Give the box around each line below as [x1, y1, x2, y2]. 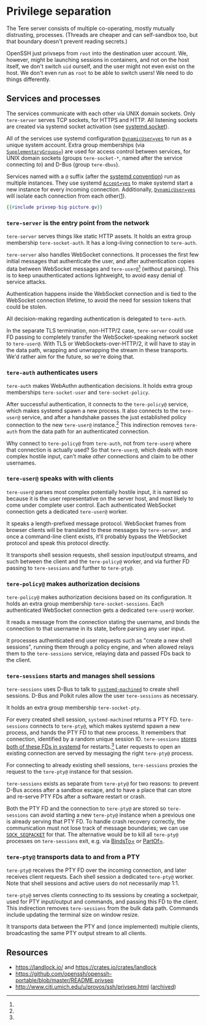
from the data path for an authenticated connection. [18, 428, 150, 435]
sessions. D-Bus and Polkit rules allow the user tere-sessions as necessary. [6, 692, 199, 700]
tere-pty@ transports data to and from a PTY [6, 853, 140, 861]
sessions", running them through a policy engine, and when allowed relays [6, 643, 194, 651]
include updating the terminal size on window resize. [6, 911, 140, 919]
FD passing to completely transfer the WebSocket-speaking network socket [6, 333, 198, 341]
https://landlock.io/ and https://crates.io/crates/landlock [15, 963, 157, 971]
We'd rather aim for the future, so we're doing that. [6, 353, 135, 360]
